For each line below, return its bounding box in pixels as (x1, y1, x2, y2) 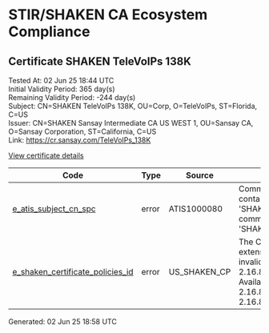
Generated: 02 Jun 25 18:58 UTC (8, 317, 118, 326)
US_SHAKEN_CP (168, 267, 231, 277)
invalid (239, 256, 263, 267)
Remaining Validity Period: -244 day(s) (8, 93, 136, 102)
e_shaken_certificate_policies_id (12, 267, 134, 277)
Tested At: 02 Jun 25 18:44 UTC (8, 76, 114, 85)
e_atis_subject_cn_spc (12, 203, 96, 214)
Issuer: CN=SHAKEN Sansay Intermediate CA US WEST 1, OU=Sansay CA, (8, 118, 254, 127)
